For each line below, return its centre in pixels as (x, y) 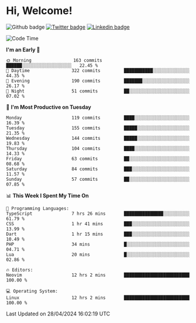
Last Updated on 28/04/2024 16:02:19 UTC (58, 314)
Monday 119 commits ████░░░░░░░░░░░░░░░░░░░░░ (98, 118)
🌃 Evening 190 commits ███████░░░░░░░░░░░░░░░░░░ (98, 81)
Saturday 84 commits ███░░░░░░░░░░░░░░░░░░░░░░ (98, 169)
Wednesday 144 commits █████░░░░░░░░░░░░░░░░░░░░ (98, 138)
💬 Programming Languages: (37, 208)
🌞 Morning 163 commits (54, 60)
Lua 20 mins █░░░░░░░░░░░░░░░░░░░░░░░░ (98, 255)
